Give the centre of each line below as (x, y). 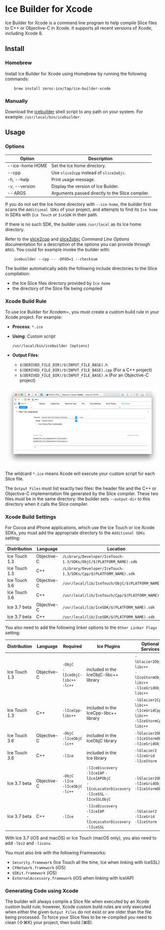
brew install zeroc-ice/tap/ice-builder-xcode (62, 88)
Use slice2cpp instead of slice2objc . (89, 173)
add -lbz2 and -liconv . (28, 843)
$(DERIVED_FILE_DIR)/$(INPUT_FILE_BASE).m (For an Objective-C (84, 375)
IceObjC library (102, 741)
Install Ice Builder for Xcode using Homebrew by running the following (76, 74)
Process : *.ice (27, 327)
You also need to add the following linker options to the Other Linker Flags (81, 627)
